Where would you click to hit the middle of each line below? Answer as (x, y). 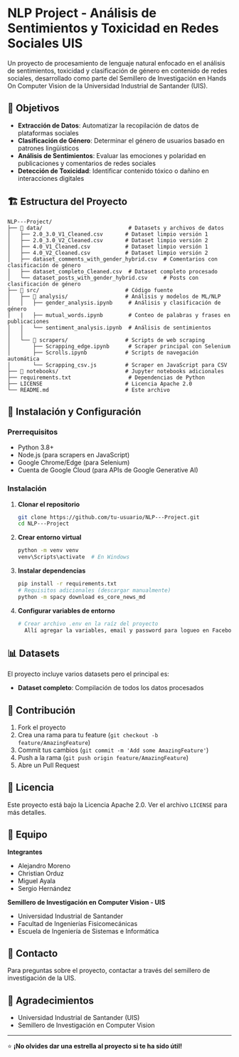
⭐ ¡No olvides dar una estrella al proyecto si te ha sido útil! (95, 1046)
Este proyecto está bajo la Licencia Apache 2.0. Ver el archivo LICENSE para (117, 805)
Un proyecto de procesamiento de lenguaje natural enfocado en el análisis (116, 63)
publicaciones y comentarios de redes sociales (87, 163)
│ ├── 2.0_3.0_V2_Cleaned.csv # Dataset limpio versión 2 (108, 240)
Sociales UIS (45, 43)
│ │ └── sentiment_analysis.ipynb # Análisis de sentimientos (110, 328)
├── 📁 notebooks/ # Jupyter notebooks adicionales (116, 371)
